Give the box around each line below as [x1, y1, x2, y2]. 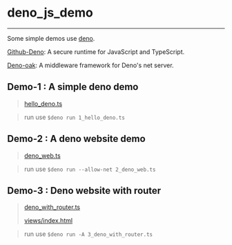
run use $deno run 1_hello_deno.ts [23, 113, 126, 121]
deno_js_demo [7, 5, 93, 21]
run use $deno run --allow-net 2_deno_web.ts [23, 165, 156, 173]
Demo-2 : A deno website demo [7, 133, 146, 145]
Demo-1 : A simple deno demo [7, 81, 139, 93]
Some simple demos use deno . [7, 34, 95, 42]
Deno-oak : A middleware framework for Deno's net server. [7, 61, 174, 69]
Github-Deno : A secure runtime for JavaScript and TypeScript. [7, 47, 185, 56]
